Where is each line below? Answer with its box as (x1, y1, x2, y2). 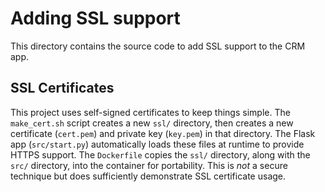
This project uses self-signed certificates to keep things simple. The (10, 106, 291, 118)
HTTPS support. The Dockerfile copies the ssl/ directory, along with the (10, 148, 311, 161)
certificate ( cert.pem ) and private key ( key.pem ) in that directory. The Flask (10, 127, 316, 139)
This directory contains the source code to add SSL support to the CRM (10, 40, 306, 52)
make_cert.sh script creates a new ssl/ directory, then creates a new (10, 117, 294, 129)
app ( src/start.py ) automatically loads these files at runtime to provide (10, 138, 305, 150)
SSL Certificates (10, 80, 115, 97)
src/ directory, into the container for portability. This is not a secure (10, 159, 288, 171)
